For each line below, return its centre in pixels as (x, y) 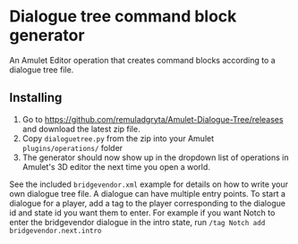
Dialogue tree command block (123, 17)
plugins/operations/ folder (72, 147)
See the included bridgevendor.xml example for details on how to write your (149, 184)
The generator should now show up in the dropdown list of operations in (155, 157)
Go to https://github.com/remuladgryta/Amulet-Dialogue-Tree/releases (153, 119)
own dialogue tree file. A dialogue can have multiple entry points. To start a (148, 193)
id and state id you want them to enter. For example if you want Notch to (142, 213)
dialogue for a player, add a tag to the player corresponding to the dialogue (148, 203)
